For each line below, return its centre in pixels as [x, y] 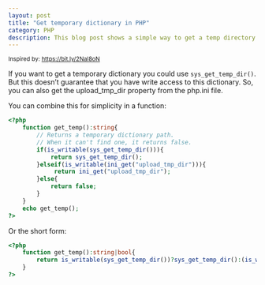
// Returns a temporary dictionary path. [106, 135]
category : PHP [32, 30]
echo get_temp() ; [51, 208]
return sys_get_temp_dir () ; [97, 157]
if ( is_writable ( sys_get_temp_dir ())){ [100, 150]
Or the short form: [37, 231]
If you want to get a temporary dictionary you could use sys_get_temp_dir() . [132, 74]
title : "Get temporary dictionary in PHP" [79, 23]
